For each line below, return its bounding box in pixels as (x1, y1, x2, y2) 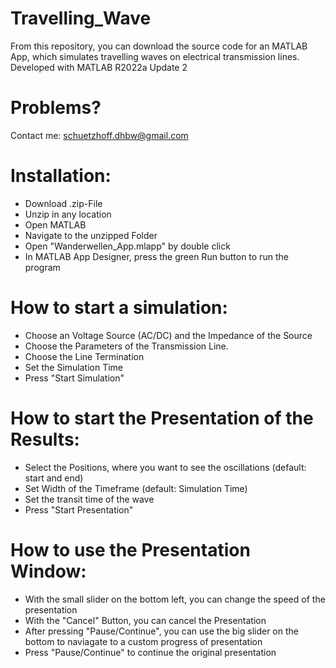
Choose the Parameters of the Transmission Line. (24, 340, 229, 352)
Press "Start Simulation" (24, 372, 125, 384)
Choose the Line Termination (24, 350, 145, 362)
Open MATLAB (24, 218, 87, 231)
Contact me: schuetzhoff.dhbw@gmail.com (10, 129, 189, 141)
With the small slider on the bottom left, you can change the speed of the (24, 593, 326, 605)
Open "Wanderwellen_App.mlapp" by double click (24, 240, 231, 252)
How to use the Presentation (10, 538, 251, 561)
